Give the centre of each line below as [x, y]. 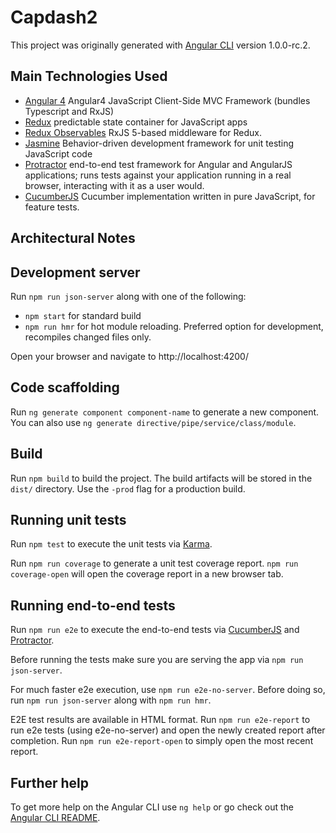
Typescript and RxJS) [69, 111]
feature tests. [52, 207]
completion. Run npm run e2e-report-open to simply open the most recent [162, 741]
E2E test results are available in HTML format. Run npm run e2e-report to [160, 720]
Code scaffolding [65, 387]
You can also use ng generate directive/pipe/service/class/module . [153, 422]
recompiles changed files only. [88, 337]
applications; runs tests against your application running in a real [158, 175]
